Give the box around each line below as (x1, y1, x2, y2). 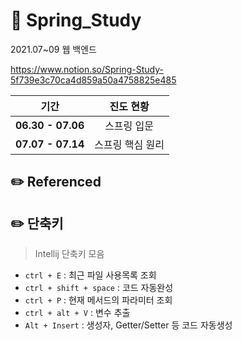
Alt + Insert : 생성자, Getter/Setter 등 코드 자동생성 (24, 319, 233, 331)
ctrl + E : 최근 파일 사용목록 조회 (24, 269, 157, 281)
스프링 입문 (104, 119, 155, 133)
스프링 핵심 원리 (94, 137, 165, 151)
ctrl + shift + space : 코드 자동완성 (24, 282, 174, 294)
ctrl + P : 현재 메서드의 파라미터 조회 (24, 294, 173, 306)
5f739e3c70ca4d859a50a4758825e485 (10, 74, 177, 86)
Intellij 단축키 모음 (34, 248, 105, 260)
